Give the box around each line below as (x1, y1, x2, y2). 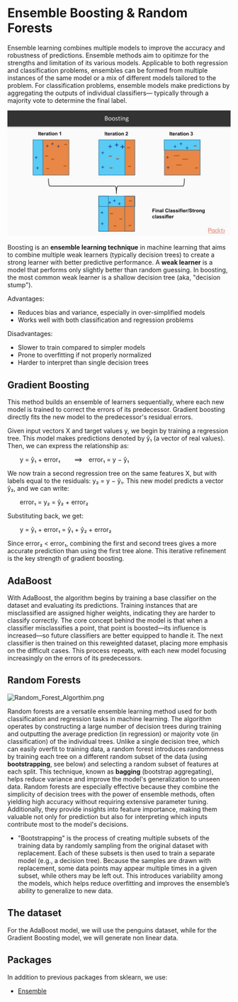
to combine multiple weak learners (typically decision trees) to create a (7, 250, 215, 260)
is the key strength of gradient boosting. (7, 555, 125, 563)
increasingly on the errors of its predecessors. (7, 654, 143, 662)
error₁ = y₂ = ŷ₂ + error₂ (20, 498, 89, 506)
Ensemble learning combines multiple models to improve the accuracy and (7, 43, 225, 52)
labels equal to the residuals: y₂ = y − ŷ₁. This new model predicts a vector (7, 477, 224, 485)
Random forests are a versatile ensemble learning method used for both (7, 707, 217, 716)
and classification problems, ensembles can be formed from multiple (7, 66, 208, 74)
